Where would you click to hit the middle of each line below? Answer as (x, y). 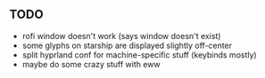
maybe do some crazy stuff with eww (91, 64)
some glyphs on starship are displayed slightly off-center (127, 45)
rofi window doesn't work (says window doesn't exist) (121, 35)
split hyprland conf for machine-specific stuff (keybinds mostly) (139, 55)
